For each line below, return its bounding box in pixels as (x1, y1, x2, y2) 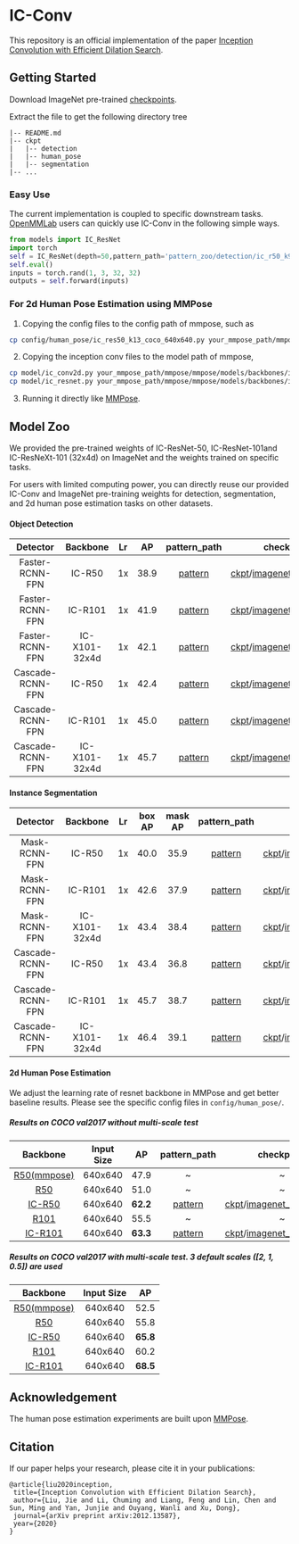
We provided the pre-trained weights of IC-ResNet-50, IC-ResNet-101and (9, 443, 278, 453)
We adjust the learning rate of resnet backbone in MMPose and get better (9, 1087, 279, 1098)
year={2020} (12, 1519, 58, 1529)
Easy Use (9, 188, 51, 201)
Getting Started (9, 71, 97, 86)
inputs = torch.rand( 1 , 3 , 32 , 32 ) (9, 269, 141, 278)
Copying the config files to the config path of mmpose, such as (21, 318, 255, 328)
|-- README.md (9, 129, 62, 137)
